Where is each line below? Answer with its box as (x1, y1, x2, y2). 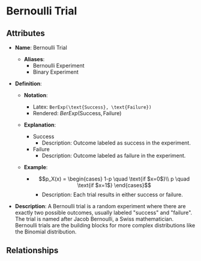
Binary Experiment (32, 68, 79, 76)
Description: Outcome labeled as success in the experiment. (41, 139, 191, 146)
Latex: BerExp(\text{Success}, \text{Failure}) (32, 103, 152, 110)
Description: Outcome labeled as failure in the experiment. (41, 152, 186, 159)
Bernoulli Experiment (32, 62, 85, 69)
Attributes (6, 28, 45, 38)
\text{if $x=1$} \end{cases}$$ (77, 182, 152, 188)
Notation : (23, 92, 48, 98)
